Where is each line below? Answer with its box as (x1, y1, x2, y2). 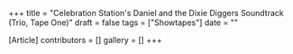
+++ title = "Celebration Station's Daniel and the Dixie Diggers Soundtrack (8, 8, 285, 18)
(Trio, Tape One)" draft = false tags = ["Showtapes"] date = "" (8, 17, 238, 28)
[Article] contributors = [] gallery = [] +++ (8, 35, 163, 45)
